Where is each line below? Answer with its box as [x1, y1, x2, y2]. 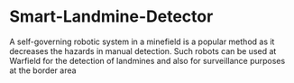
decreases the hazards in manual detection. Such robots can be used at [9, 45, 277, 56]
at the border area [9, 65, 77, 76]
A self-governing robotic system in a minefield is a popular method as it [9, 36, 275, 47]
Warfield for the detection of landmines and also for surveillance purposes [9, 55, 286, 66]
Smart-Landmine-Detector [9, 6, 214, 27]
